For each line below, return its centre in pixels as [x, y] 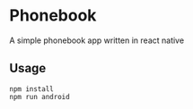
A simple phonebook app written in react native [97, 40]
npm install [31, 89]
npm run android [39, 96]
